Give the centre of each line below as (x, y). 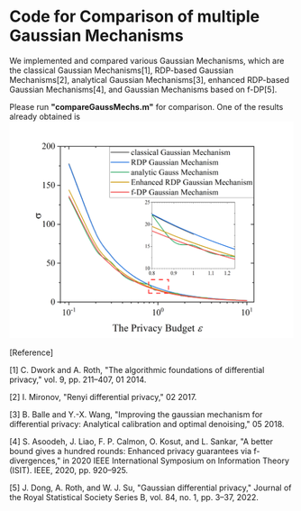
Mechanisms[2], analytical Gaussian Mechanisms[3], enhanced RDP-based (150, 79)
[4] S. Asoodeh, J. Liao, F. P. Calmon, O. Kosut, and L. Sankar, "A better (141, 442)
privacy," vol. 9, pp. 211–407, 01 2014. (78, 379)
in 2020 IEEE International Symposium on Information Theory (176, 461)
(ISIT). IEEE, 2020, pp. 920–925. (69, 470)
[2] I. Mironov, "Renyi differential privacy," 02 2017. (103, 397)
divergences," (35, 461)
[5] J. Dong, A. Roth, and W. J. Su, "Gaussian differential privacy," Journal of (150, 488)
